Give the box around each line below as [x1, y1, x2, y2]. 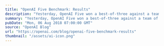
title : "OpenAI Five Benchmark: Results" [5, 7, 91, 12]
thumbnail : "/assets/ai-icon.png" [5, 34, 76, 39]
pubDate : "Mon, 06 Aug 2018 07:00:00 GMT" [5, 20, 93, 25]
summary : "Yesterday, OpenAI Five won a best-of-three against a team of [5, 16, 159, 21]
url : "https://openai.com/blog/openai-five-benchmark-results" [5, 29, 137, 34]
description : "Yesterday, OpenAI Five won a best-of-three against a [5, 11, 150, 16]
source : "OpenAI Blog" [5, 25, 51, 30]
